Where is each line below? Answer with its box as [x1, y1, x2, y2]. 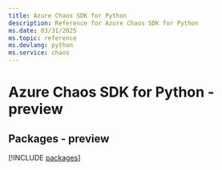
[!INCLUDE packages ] [8, 153, 81, 162]
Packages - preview [8, 132, 110, 145]
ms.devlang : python [8, 42, 74, 49]
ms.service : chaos [8, 49, 70, 57]
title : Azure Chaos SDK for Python [8, 11, 127, 20]
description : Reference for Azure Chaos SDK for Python [8, 19, 199, 27]
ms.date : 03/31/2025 [8, 26, 78, 34]
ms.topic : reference [8, 34, 78, 42]
